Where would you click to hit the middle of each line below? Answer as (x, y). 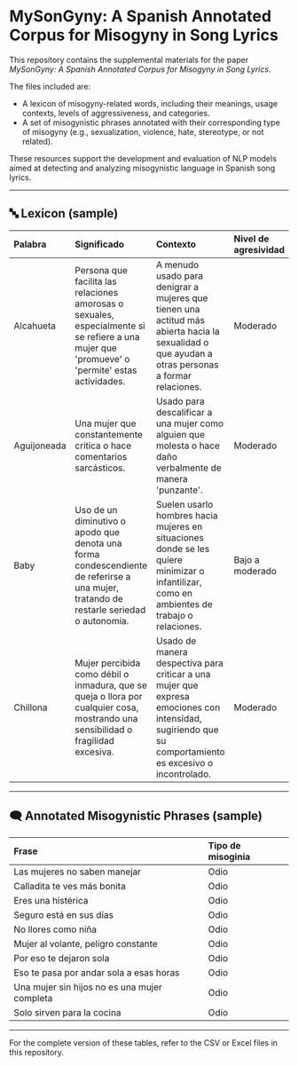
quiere (169, 559)
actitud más (180, 320)
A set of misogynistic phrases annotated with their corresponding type (151, 122)
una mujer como (190, 423)
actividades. (100, 381)
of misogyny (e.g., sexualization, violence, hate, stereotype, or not (143, 131)
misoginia (229, 857)
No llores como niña (55, 929)
